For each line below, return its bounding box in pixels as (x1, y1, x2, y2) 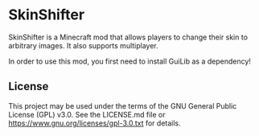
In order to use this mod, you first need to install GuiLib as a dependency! (8, 56, 252, 66)
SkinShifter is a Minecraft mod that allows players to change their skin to (8, 32, 248, 42)
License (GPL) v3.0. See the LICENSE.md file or (8, 109, 166, 119)
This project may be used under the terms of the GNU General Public (8, 101, 237, 110)
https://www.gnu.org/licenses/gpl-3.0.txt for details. (8, 118, 181, 128)
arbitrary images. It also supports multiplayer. (8, 40, 158, 50)
